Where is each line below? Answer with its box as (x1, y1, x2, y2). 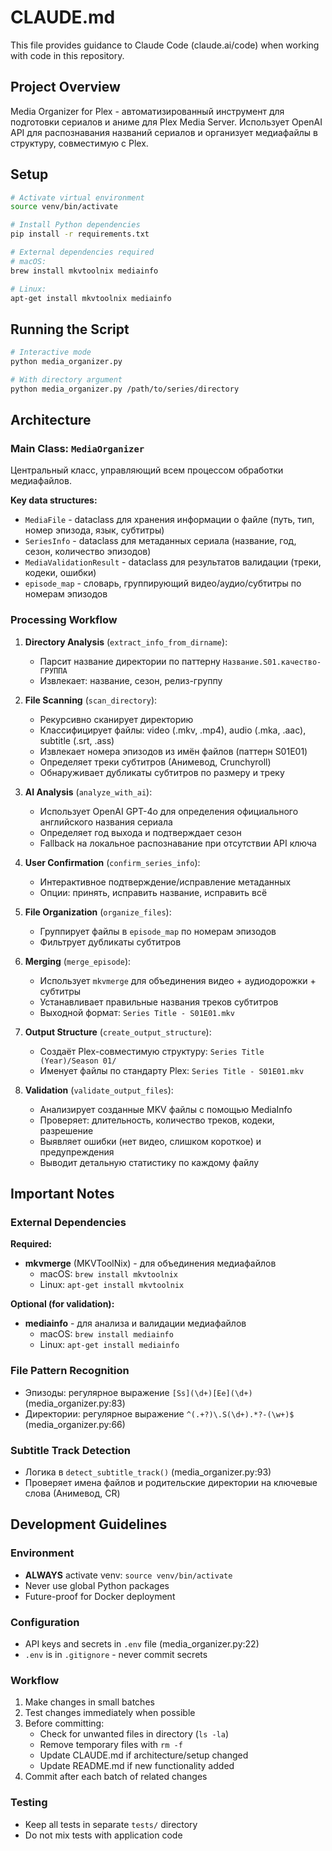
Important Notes (10, 1186, 115, 1203)
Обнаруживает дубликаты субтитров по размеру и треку (39, 766, 285, 778)
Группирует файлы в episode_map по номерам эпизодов (39, 925, 277, 937)
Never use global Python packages (24, 1579, 170, 1591)
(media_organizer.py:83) (24, 1397, 126, 1409)
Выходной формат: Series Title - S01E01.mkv (39, 1006, 235, 1018)
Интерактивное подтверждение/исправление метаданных (39, 876, 292, 888)
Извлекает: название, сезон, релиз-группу (39, 674, 223, 686)
